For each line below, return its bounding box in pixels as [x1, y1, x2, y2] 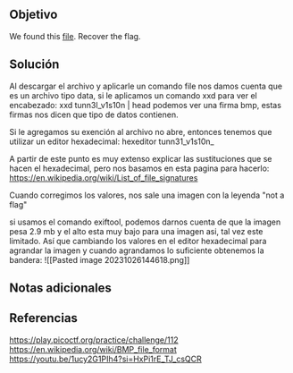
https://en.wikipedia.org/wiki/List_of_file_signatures [9, 172, 198, 182]
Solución [9, 57, 60, 72]
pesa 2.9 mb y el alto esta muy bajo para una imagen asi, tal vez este [9, 225, 264, 236]
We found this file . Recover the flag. [9, 30, 141, 41]
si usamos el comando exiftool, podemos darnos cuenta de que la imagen [9, 216, 281, 227]
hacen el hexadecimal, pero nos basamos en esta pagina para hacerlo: [9, 163, 270, 174]
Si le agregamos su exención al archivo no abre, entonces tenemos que [9, 126, 272, 137]
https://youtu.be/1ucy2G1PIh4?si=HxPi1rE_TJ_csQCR [9, 353, 203, 364]
